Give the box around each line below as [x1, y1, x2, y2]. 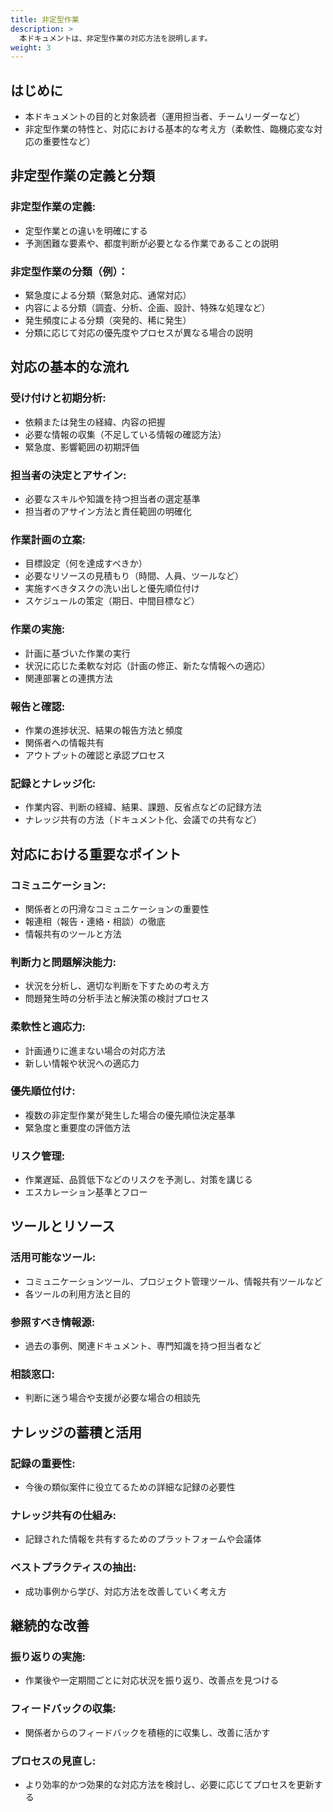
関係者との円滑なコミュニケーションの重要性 [24, 902, 210, 915]
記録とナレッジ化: [10, 776, 97, 790]
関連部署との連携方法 [24, 672, 113, 684]
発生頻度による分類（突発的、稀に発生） [24, 314, 192, 326]
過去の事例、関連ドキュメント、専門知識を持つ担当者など [24, 1340, 262, 1352]
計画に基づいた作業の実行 [24, 647, 131, 659]
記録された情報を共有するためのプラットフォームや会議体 [24, 1533, 262, 1545]
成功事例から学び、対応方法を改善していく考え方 [24, 1585, 227, 1597]
